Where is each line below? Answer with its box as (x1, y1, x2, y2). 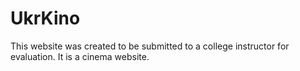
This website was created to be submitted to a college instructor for (10, 40, 290, 52)
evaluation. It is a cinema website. (10, 50, 150, 62)
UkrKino (10, 7, 81, 30)
